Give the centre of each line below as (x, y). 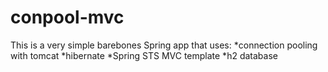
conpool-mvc (67, 17)
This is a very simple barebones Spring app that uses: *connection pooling (164, 45)
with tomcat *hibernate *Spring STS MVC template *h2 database (144, 55)
